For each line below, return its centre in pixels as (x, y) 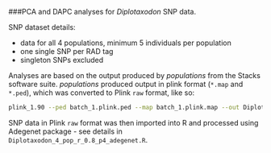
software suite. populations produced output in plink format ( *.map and (126, 84)
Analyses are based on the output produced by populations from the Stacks (134, 75)
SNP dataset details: (42, 27)
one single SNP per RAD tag (67, 51)
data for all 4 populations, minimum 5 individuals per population (125, 43)
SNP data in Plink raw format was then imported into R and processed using (133, 122)
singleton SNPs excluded (61, 60)
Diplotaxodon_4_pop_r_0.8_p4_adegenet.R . (78, 139)
